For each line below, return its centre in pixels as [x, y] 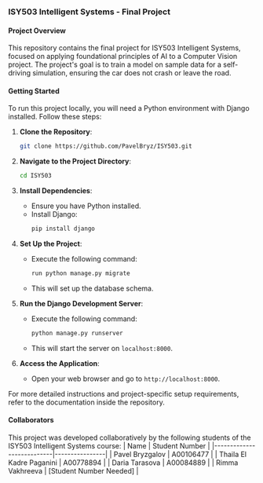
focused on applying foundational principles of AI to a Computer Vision [123, 57]
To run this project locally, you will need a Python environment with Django [129, 108]
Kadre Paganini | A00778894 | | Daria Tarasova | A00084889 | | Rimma [123, 463]
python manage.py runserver [77, 333]
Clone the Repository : [56, 132]
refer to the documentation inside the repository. [86, 402]
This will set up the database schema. [92, 288]
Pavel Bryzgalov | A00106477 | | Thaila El [180, 454]
